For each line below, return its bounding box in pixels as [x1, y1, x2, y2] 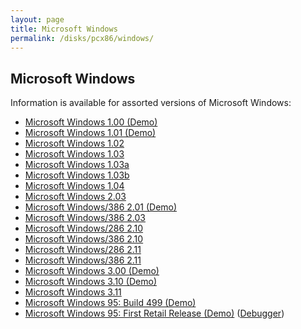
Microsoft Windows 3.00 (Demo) [24, 265, 160, 277]
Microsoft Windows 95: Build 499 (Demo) [24, 297, 197, 309]
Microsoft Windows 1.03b [24, 169, 130, 181]
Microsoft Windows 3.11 [24, 286, 122, 298]
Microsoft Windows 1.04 [24, 180, 125, 192]
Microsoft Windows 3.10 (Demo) [24, 276, 157, 288]
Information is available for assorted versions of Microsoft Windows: [10, 97, 292, 109]
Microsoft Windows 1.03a [24, 159, 130, 171]
